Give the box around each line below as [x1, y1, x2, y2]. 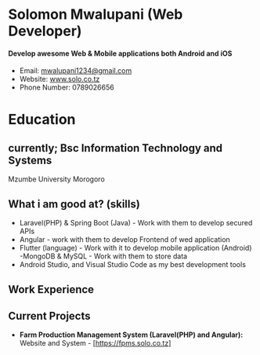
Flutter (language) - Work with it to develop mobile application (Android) [19, 243, 252, 253]
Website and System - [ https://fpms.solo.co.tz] [19, 339, 172, 348]
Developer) [8, 22, 82, 40]
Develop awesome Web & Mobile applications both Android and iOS [8, 49, 233, 58]
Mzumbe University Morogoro [8, 174, 106, 184]
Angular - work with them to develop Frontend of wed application [19, 235, 231, 244]
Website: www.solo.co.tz [19, 75, 100, 84]
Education [8, 110, 76, 128]
